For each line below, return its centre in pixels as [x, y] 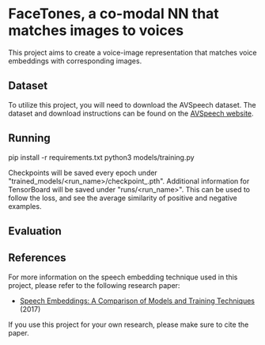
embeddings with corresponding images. [75, 61]
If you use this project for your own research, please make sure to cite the [129, 324]
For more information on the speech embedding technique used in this [123, 277]
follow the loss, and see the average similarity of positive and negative [123, 198]
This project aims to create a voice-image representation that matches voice [132, 52]
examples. [25, 206]
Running [30, 138]
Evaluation [35, 231]
